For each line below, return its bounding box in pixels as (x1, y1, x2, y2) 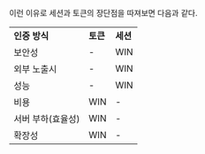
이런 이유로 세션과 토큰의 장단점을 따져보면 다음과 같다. (9, 8, 198, 18)
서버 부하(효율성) (13, 113, 80, 125)
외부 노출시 (13, 63, 57, 75)
